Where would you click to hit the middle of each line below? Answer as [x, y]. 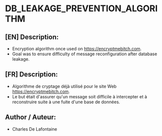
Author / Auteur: [30, 117]
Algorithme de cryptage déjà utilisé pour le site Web [64, 86]
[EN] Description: [32, 37]
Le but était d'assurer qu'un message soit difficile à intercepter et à [80, 96]
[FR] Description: [31, 75]
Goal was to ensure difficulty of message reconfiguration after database [85, 54]
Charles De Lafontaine [35, 129]
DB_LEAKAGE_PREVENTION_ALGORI [81, 9]
